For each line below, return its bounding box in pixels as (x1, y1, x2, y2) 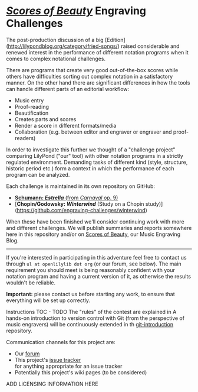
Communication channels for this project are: (6, 338, 116, 345)
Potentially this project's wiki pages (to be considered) (14, 368, 147, 376)
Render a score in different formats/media (14, 122, 117, 129)
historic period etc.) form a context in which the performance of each (6, 164, 175, 172)
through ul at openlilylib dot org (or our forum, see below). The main (6, 260, 181, 267)
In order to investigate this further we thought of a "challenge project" (6, 146, 176, 153)
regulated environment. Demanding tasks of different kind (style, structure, (6, 158, 188, 166)
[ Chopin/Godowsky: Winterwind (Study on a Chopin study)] (14, 200, 163, 208)
